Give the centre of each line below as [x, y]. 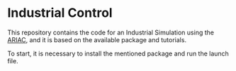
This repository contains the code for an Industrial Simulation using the [111, 32]
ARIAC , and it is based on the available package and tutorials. [97, 39]
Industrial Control [60, 13]
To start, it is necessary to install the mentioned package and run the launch [118, 53]
